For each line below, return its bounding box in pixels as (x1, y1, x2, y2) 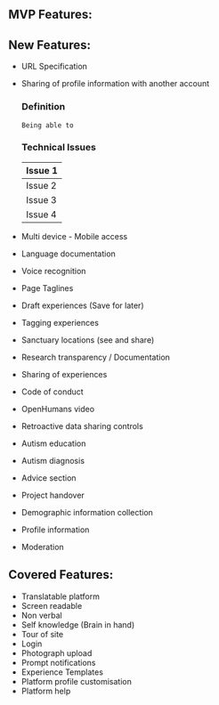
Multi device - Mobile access (20, 231, 128, 241)
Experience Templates (20, 667, 104, 677)
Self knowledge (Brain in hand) (20, 619, 135, 630)
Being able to (20, 120, 74, 130)
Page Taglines (20, 282, 74, 293)
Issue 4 (25, 208, 57, 221)
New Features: (8, 37, 91, 53)
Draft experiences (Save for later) (20, 300, 144, 311)
